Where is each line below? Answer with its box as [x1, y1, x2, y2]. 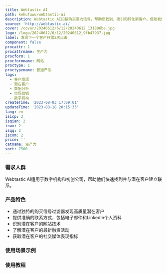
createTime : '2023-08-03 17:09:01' [5, 100, 79, 105]
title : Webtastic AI [5, 7, 48, 12]
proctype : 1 [5, 63, 30, 68]
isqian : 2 [5, 118, 26, 124]
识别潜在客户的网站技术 [12, 221, 61, 227]
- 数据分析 [9, 86, 29, 91]
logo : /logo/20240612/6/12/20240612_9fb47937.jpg [5, 30, 111, 35]
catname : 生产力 [5, 142, 37, 147]
